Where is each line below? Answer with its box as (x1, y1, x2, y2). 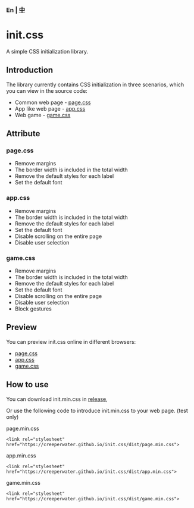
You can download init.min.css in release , (6, 395, 108, 403)
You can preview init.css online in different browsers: (6, 338, 136, 345)
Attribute (6, 128, 40, 139)
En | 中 (6, 5, 26, 14)
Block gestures (14, 305, 52, 312)
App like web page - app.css (14, 105, 86, 112)
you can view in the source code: (6, 87, 87, 94)
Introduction (6, 65, 54, 76)
